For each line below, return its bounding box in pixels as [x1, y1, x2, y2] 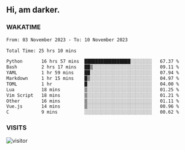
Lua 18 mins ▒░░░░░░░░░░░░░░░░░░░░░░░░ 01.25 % [6, 86, 180, 93]
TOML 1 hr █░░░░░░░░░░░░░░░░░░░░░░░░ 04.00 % [6, 81, 180, 87]
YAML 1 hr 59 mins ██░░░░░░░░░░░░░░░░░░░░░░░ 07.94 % [6, 70, 180, 76]
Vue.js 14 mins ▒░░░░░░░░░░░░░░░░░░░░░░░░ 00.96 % [6, 103, 180, 109]
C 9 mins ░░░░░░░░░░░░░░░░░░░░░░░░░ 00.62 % [6, 109, 180, 116]
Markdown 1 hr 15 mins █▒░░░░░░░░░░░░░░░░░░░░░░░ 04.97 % [6, 76, 180, 82]
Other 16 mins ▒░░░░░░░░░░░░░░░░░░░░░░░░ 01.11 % [6, 98, 180, 104]
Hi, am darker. [6, 5, 60, 15]
